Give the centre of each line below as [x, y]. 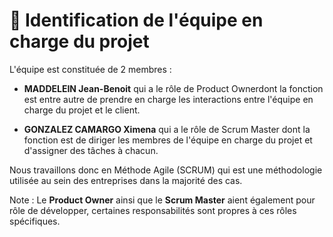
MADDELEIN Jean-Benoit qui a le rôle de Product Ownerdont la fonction [173, 88]
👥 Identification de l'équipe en [136, 20]
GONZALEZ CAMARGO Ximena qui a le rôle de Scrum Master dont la [167, 129]
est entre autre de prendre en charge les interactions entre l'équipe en [168, 99]
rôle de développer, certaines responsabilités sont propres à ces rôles [153, 210]
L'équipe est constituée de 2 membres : [90, 69]
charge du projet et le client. [82, 110]
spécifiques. [35, 221]
